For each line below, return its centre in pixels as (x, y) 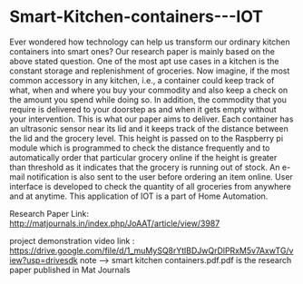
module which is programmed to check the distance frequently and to (140, 148)
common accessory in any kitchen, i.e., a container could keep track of (142, 80)
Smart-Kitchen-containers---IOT (137, 17)
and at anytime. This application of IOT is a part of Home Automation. (139, 196)
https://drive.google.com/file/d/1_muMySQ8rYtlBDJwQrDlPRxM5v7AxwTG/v (151, 250)
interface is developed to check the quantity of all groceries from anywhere (151, 186)
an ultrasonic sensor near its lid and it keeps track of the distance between (149, 128)
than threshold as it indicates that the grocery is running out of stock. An (145, 167)
